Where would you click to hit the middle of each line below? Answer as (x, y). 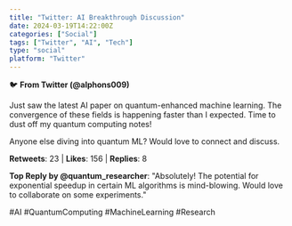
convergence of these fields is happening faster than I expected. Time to (142, 115)
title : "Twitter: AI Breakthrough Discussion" (97, 17)
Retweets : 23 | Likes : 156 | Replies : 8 (78, 158)
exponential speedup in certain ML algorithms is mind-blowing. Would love (146, 185)
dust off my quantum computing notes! (81, 124)
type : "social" (37, 51)
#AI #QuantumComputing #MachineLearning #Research (113, 212)
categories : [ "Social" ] (53, 34)
